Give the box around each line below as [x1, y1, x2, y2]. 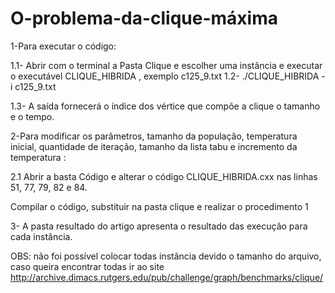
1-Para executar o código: [10, 40, 117, 52]
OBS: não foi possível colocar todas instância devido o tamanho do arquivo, [10, 250, 322, 262]
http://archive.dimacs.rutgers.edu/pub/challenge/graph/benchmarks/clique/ [10, 271, 324, 283]
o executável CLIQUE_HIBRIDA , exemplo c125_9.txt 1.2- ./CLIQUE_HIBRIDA [10, 70, 320, 82]
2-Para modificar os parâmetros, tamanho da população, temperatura [10, 130, 298, 142]
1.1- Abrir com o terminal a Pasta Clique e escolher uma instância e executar [10, 59, 323, 71]
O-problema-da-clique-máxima [10, 7, 278, 30]
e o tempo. [10, 110, 55, 122]
